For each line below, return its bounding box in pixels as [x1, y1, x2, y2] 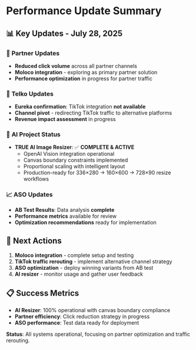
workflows [23, 175, 49, 182]
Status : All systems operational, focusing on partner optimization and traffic [6, 331, 190, 338]
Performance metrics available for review [14, 212, 117, 220]
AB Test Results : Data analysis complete [14, 206, 115, 213]
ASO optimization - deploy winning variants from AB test [14, 264, 154, 271]
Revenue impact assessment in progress [14, 116, 116, 123]
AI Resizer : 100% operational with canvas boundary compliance [14, 307, 171, 314]
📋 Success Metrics [6, 288, 79, 298]
